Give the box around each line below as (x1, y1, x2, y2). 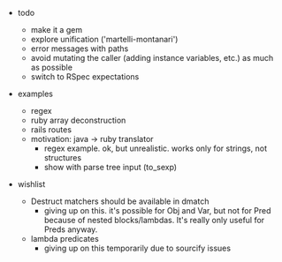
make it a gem (30, 25, 82, 34)
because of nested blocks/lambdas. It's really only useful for (43, 215, 265, 225)
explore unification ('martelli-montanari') (30, 34, 179, 44)
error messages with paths (30, 43, 129, 54)
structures (43, 153, 82, 162)
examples (17, 88, 53, 99)
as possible (30, 62, 73, 72)
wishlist (17, 179, 46, 189)
